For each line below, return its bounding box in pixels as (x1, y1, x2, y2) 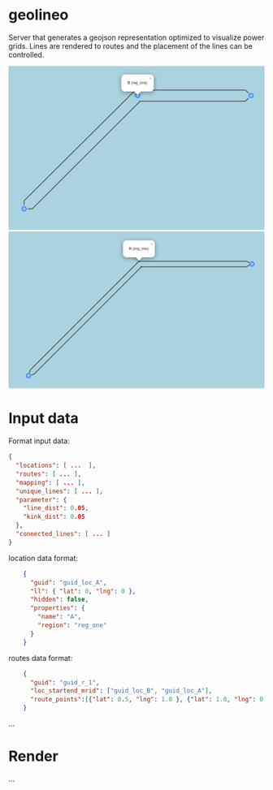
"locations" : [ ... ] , (15, 461, 96, 470)
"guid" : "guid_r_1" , (29, 678, 100, 687)
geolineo (8, 6, 69, 24)
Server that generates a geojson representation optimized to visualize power (8, 32, 265, 42)
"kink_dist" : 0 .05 (23, 513, 85, 521)
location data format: (8, 553, 79, 563)
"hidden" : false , (29, 595, 89, 604)
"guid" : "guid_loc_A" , (29, 578, 107, 586)
